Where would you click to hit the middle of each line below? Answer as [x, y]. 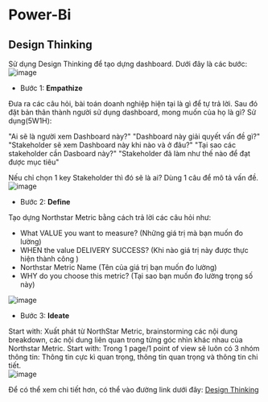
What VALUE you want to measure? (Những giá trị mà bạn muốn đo [132, 233]
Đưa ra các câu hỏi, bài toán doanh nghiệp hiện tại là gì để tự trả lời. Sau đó [133, 104]
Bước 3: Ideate [45, 315]
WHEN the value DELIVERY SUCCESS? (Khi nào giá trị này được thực [134, 250]
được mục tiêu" [34, 162]
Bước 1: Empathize [51, 88]
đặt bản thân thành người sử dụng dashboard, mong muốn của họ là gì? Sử [132, 112]
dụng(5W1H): [30, 121]
